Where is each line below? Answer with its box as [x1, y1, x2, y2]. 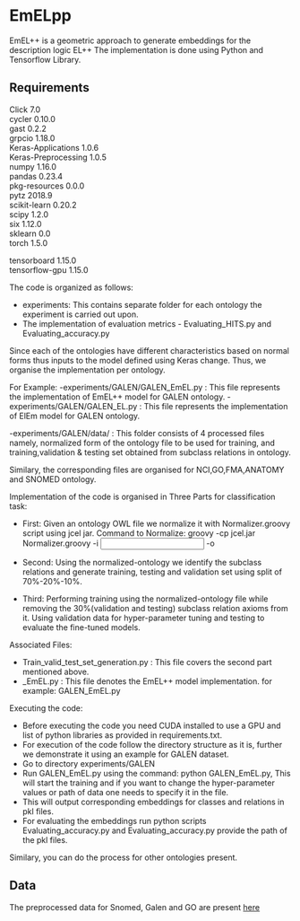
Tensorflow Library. [9, 54, 81, 65]
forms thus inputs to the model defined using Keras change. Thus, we [9, 355, 267, 365]
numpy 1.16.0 [9, 161, 56, 171]
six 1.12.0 [9, 218, 42, 229]
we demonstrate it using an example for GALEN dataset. [21, 749, 230, 759]
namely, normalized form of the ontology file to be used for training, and [9, 437, 276, 448]
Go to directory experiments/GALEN [21, 758, 155, 768]
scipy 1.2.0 [9, 208, 49, 220]
